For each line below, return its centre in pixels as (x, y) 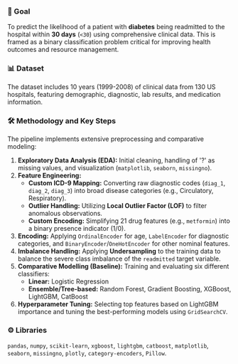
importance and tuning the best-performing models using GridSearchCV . (123, 311)
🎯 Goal (19, 11)
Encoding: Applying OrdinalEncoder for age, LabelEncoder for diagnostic (123, 236)
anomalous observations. (65, 213)
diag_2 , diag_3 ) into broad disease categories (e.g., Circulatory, (121, 190)
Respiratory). (47, 198)
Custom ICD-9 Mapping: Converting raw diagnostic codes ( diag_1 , (127, 183)
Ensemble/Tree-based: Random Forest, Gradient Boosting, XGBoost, (130, 288)
